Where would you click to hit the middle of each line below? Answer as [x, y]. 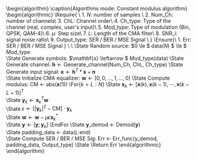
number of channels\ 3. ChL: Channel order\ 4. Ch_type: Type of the [89, 21]
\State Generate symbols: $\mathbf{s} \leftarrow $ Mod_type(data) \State [95, 58]
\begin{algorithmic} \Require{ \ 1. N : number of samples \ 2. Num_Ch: [90, 15]
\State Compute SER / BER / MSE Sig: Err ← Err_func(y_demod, [82, 139]
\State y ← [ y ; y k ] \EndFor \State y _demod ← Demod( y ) [74, 125]
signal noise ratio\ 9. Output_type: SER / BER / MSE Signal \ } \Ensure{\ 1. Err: [99, 40]
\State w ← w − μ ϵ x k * [32, 117]
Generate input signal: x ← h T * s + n [51, 71]
